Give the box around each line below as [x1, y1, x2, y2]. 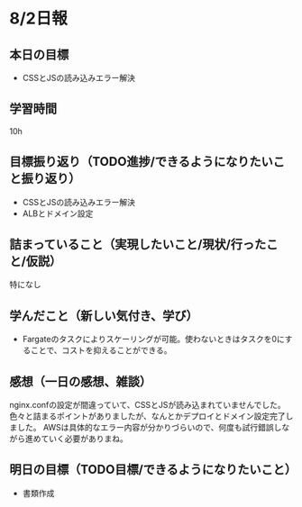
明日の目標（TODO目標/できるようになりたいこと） [9, 462, 297, 477]
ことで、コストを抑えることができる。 [30, 345, 173, 356]
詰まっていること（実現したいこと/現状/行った [9, 237, 267, 252]
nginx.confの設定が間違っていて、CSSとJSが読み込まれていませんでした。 [9, 400, 286, 411]
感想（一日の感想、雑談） [9, 374, 151, 389]
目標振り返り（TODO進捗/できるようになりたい [9, 154, 273, 169]
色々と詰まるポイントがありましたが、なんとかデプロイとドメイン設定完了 [9, 411, 286, 421]
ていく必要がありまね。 [40, 433, 128, 444]
